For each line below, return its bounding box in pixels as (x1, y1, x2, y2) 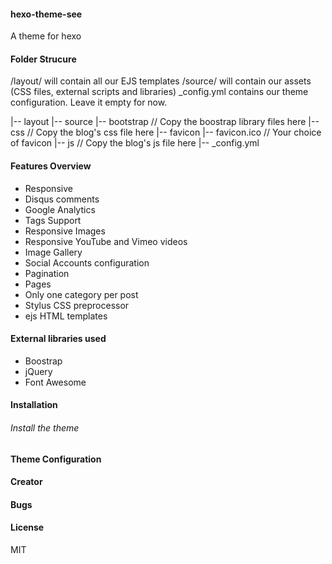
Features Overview (10, 160, 92, 172)
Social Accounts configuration (24, 256, 150, 269)
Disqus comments (24, 193, 100, 205)
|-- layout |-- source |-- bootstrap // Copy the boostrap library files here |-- (10, 116, 320, 128)
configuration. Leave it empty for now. (10, 96, 168, 109)
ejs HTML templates (24, 310, 108, 322)
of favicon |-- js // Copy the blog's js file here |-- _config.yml (10, 137, 260, 149)
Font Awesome (24, 376, 87, 388)
